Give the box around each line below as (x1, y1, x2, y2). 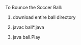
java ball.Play (12, 34, 41, 40)
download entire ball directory (12, 14, 76, 20)
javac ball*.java (12, 24, 44, 30)
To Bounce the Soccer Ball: (5, 5, 63, 10)
